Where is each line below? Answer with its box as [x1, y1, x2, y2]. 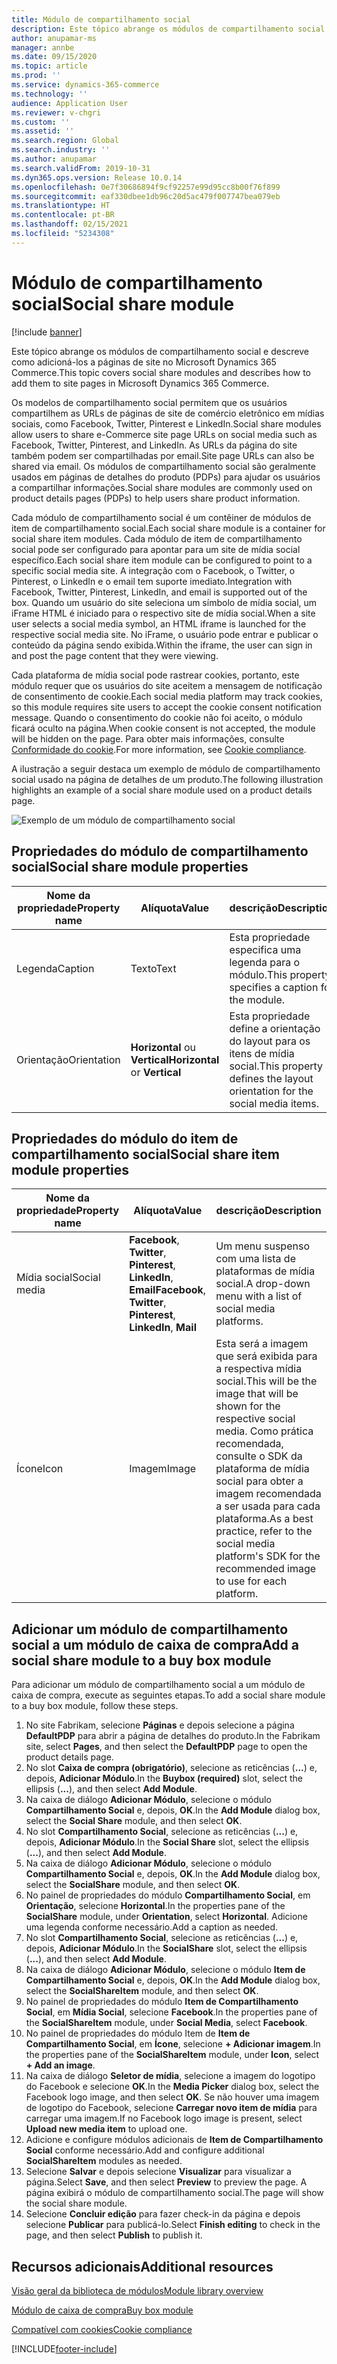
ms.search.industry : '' [11, 145, 111, 155]
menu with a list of [215, 1289, 303, 1303]
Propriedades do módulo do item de [11, 1130, 239, 1147]
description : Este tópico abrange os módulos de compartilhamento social [11, 24, 326, 34]
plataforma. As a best [215, 1512, 314, 1526]
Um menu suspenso [215, 1239, 310, 1253]
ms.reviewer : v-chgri [11, 107, 102, 118]
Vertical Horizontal [130, 1052, 220, 1066]
